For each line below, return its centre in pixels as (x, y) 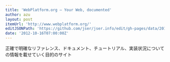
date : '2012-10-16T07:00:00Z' (37, 33)
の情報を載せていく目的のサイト (38, 54)
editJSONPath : (20, 29)
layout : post (19, 19)
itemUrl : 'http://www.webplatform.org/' (49, 24)
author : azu (18, 15)
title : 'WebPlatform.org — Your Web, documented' (59, 10)
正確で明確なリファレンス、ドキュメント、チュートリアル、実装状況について (85, 48)
